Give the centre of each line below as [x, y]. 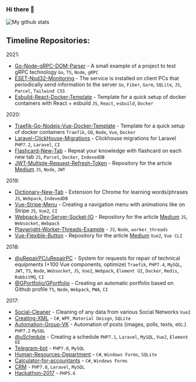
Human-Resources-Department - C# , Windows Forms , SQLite [86, 355]
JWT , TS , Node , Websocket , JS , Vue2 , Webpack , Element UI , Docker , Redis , [97, 271]
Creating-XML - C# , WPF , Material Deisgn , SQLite [73, 318]
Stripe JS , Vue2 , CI [36, 211]
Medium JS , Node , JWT [40, 170]
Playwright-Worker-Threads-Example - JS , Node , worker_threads [91, 229]
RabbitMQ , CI [29, 277]
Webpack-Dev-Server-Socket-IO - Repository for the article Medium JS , [101, 217]
